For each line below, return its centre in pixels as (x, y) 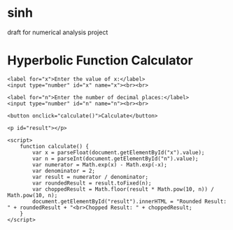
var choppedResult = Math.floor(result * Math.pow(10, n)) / (123, 189)
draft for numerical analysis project (58, 32)
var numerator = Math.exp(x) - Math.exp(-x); (100, 165)
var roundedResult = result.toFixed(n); (92, 183)
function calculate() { (55, 146)
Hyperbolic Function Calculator (100, 60)
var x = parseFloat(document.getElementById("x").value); (119, 152)
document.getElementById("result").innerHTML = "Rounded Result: (130, 201)
